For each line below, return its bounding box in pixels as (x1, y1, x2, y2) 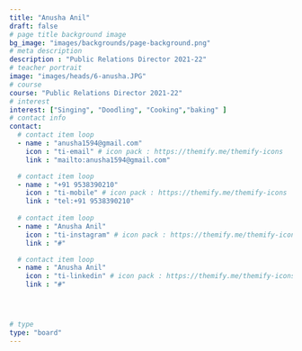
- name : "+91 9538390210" (17, 180, 119, 189)
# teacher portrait (9, 64, 83, 73)
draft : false (9, 22, 58, 31)
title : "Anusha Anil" (9, 13, 91, 22)
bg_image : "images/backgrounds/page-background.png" (9, 38, 211, 48)
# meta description (9, 47, 83, 56)
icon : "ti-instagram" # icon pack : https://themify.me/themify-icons (25, 230, 299, 239)
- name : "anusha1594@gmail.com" (17, 139, 143, 148)
